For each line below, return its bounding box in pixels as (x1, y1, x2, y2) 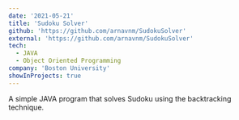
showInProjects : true (8, 72, 82, 80)
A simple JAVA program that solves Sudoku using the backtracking (8, 93, 232, 103)
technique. (8, 102, 45, 112)
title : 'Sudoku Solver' (8, 19, 89, 27)
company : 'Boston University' (8, 64, 111, 72)
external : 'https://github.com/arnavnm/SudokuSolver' (8, 34, 194, 43)
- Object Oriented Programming (15, 57, 122, 65)
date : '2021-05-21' (8, 11, 75, 20)
